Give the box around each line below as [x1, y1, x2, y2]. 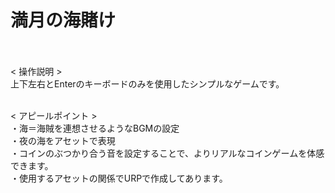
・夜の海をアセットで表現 [10, 134, 116, 146]
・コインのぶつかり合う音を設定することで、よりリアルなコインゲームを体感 [10, 147, 325, 159]
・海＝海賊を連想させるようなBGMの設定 [10, 122, 180, 134]
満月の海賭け [10, 9, 117, 32]
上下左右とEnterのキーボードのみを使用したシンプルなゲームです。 [10, 77, 285, 90]
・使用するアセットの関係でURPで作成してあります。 [10, 172, 228, 184]
